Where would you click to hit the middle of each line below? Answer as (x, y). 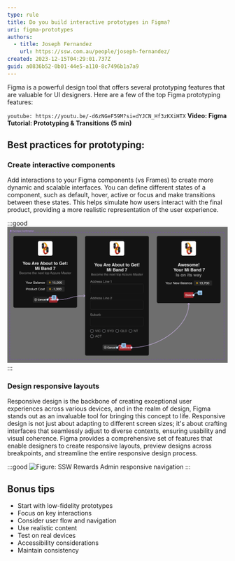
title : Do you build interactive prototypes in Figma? (89, 22)
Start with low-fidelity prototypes (65, 506)
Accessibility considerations (58, 543)
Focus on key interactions (55, 513)
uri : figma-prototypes (40, 29)
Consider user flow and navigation (67, 520)
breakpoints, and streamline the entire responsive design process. (102, 453)
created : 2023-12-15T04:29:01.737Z (59, 59)
